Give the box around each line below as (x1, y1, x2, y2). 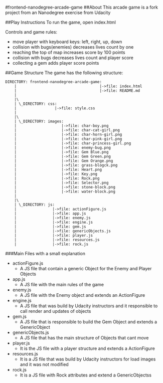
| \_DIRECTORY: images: (14, 119, 64, 124)
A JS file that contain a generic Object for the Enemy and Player (20, 266, 152, 271)
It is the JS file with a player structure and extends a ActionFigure (20, 345, 155, 351)
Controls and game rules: (5, 29, 58, 35)
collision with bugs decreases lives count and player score (12, 55, 134, 61)
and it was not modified (20, 361, 69, 367)
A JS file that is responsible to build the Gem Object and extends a (20, 319, 157, 325)
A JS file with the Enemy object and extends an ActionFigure (20, 292, 145, 298)
